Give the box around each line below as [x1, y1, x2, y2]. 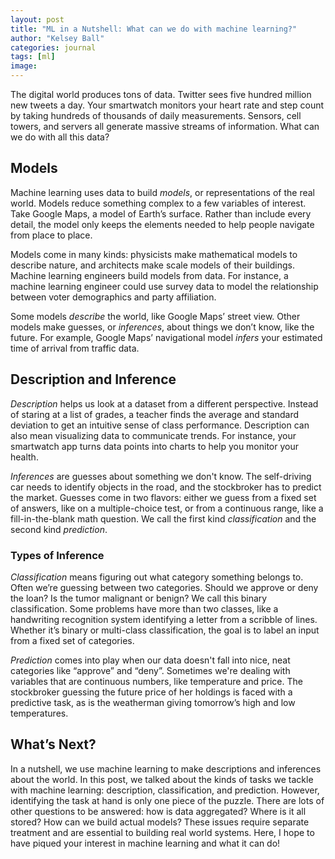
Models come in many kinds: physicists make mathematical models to [10, 248, 298, 260]
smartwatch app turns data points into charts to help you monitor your [10, 440, 299, 452]
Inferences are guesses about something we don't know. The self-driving [10, 470, 312, 482]
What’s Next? [10, 736, 97, 753]
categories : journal [10, 42, 97, 53]
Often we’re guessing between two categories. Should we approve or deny [10, 581, 319, 593]
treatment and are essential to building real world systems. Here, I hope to [10, 826, 315, 838]
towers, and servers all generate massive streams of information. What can [10, 121, 320, 132]
